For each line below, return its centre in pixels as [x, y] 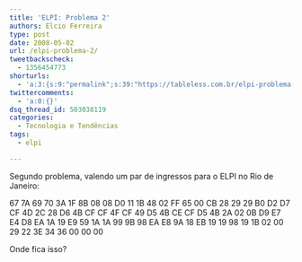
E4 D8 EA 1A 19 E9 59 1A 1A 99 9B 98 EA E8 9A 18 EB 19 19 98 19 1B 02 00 [147, 222]
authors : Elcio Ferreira [56, 26]
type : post [30, 34]
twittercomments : [42, 92]
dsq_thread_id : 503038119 [58, 109]
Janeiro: [25, 186]
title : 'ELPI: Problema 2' [60, 17]
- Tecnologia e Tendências [68, 127]
